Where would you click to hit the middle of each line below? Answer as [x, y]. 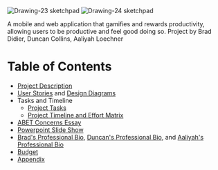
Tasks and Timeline [45, 100]
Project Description [45, 86]
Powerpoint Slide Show [51, 130]
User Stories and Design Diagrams [66, 93]
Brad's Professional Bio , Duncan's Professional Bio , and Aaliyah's [110, 137]
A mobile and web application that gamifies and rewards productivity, [106, 24]
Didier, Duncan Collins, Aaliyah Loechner [65, 39]
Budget [28, 151]
